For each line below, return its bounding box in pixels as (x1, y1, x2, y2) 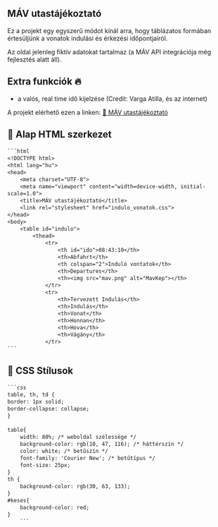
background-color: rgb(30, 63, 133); (20, 483, 131, 490)
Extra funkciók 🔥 (7, 75, 82, 87)
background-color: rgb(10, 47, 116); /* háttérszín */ (20, 441, 184, 448)
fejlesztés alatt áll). (7, 55, 62, 63)
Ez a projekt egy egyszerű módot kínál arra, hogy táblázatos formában (7, 26, 212, 35)
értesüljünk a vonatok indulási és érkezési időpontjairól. (7, 34, 168, 42)
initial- (180, 183, 206, 190)
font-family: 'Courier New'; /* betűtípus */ (20, 455, 156, 462)
